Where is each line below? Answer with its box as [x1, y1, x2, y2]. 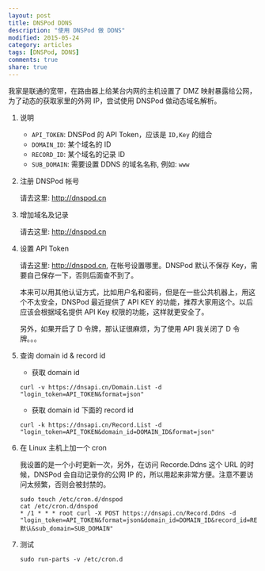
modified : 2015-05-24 [8, 33, 80, 42]
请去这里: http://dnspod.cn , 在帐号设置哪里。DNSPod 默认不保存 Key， [19, 260, 251, 270]
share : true [8, 63, 47, 71]
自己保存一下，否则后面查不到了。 [26, 270, 138, 280]
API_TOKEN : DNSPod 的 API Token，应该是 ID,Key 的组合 [31, 129, 213, 139]
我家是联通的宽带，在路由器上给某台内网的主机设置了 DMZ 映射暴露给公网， [8, 86, 257, 95]
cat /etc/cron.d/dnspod [19, 502, 99, 510]
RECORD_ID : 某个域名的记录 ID [31, 149, 125, 159]
